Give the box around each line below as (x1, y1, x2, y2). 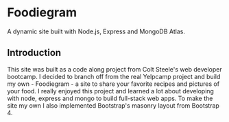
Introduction (7, 47, 62, 59)
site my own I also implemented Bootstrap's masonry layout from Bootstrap (7, 101, 219, 110)
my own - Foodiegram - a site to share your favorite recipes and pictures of (7, 80, 220, 88)
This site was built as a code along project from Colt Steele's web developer (7, 65, 222, 73)
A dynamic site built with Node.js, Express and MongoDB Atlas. (7, 27, 185, 35)
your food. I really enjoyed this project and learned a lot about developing (7, 87, 215, 95)
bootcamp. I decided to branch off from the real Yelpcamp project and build (7, 72, 221, 80)
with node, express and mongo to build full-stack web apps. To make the (7, 94, 213, 102)
